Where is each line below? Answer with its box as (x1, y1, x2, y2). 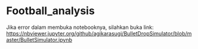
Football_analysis (6, 4, 95, 18)
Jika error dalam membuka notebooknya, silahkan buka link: (6, 24, 154, 31)
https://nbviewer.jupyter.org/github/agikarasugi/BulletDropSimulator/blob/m (6, 30, 192, 37)
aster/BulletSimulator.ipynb (6, 36, 73, 43)
